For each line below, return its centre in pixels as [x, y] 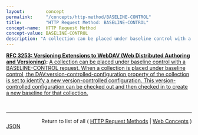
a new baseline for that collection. [47, 93]
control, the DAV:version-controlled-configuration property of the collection [98, 74]
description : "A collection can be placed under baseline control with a [99, 39]
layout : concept [35, 11]
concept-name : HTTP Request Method [51, 28]
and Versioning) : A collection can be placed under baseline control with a [96, 62]
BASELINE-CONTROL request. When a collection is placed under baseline [96, 68]
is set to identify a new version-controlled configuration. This [80, 80]
